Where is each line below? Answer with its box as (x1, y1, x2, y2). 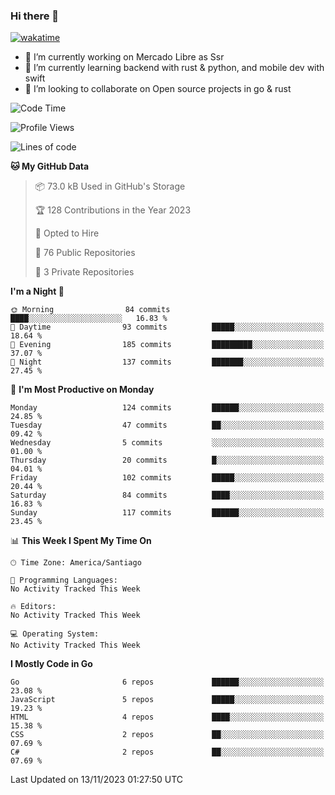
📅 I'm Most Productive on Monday (10, 384, 155, 396)
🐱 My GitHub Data (10, 160, 90, 173)
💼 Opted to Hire (34, 227, 100, 239)
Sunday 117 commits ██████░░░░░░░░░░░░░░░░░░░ (10, 508, 325, 518)
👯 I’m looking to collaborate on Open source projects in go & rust (24, 83, 292, 95)
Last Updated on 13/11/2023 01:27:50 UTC (10, 774, 184, 786)
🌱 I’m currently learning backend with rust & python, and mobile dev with (24, 62, 325, 74)
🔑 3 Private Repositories (34, 266, 135, 278)
